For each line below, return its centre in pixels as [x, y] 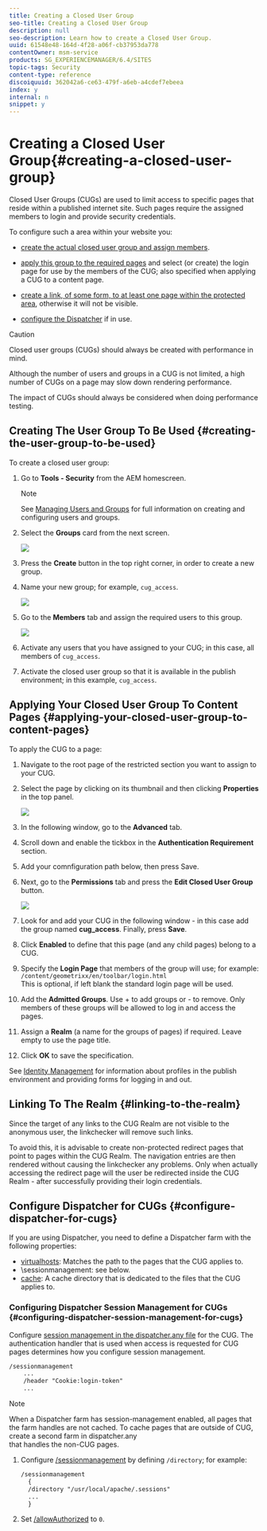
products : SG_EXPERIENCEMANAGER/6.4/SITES [80, 60]
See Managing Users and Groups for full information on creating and [133, 508]
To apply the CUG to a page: [56, 749]
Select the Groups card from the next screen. [95, 532]
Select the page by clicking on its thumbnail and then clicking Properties [139, 788]
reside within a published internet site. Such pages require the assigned [126, 208]
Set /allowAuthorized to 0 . [62, 1519]
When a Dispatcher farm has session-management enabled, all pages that [131, 1419]
